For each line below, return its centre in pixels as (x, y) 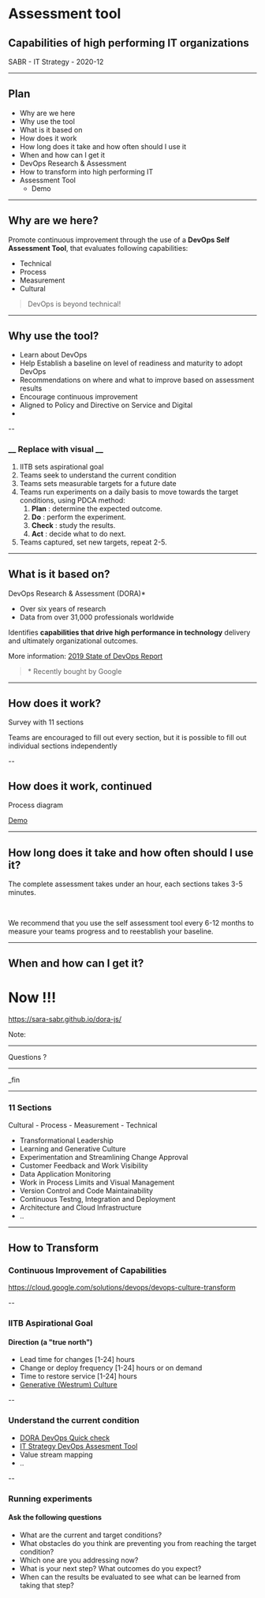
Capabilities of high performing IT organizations (129, 43)
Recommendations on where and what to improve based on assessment (137, 380)
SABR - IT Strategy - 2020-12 (56, 62)
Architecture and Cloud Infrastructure (80, 1207)
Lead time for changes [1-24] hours (77, 1360)
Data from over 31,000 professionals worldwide (97, 617)
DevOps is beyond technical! (74, 304)
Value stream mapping (56, 1454)
